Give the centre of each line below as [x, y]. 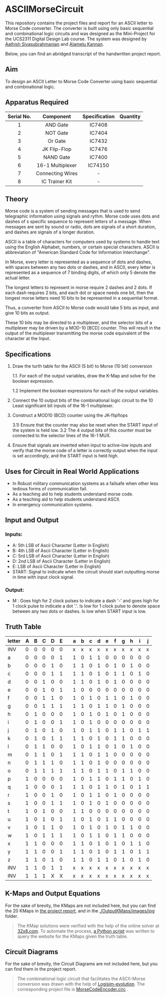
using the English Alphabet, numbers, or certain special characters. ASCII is [82, 247]
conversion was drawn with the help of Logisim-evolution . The [81, 984]
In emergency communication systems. [53, 504]
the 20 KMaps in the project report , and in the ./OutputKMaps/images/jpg [80, 911]
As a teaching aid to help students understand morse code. [73, 494]
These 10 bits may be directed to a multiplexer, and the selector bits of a [79, 323]
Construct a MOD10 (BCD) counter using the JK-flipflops [70, 415]
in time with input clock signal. [43, 577]
